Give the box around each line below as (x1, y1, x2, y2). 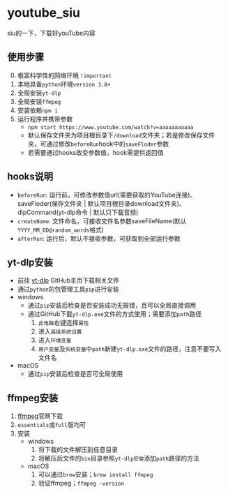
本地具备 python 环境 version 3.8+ (17, 80, 111, 88)
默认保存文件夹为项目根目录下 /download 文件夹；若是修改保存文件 (27, 130, 215, 139)
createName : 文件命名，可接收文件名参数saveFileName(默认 (17, 216, 187, 225)
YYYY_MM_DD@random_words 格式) (17, 225, 105, 234)
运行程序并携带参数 (17, 114, 73, 123)
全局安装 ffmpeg (17, 97, 61, 105)
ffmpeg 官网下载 (17, 412, 63, 420)
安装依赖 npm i (17, 106, 58, 114)
